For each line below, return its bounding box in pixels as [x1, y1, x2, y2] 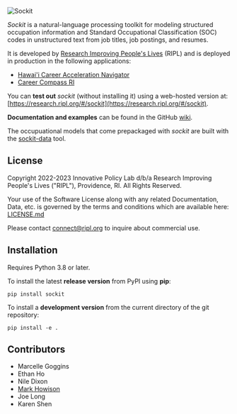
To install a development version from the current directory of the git [7, 303, 210, 311]
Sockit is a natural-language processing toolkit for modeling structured [7, 21, 214, 28]
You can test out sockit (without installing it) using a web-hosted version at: [7, 92, 229, 100]
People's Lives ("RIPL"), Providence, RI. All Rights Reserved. [7, 181, 182, 189]
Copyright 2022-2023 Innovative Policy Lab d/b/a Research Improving [7, 174, 212, 182]
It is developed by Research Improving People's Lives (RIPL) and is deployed [7, 50, 231, 57]
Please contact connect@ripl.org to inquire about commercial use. [7, 223, 200, 232]
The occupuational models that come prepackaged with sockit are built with [7, 127, 229, 135]
